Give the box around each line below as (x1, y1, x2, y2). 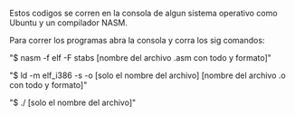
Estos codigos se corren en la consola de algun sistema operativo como (9, 8, 278, 18)
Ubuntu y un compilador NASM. (9, 17, 128, 28)
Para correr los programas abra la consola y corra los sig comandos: (9, 35, 265, 45)
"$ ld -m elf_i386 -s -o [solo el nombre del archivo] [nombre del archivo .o (9, 70, 287, 81)
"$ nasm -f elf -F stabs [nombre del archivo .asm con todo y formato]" (9, 53, 271, 63)
